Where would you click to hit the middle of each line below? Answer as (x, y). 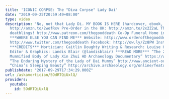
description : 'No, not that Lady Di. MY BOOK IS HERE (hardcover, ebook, (84, 24)
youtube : (19, 84)
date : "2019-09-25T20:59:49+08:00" (43, 14)
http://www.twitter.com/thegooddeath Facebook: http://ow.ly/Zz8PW (82, 42)
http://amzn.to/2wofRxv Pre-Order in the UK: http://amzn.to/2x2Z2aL (84, 28)
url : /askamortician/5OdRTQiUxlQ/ (41, 75)
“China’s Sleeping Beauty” (38, 65)
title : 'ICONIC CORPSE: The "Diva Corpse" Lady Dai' (62, 10)
